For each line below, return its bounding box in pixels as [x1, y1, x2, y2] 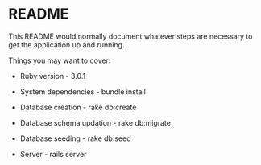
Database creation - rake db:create [19, 102, 137, 112]
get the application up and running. [8, 39, 125, 49]
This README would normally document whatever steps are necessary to [8, 31, 253, 41]
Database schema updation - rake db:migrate [19, 118, 172, 127]
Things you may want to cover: [8, 56, 111, 65]
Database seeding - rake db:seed [19, 134, 131, 143]
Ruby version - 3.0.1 [19, 71, 86, 80]
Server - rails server [19, 149, 87, 159]
